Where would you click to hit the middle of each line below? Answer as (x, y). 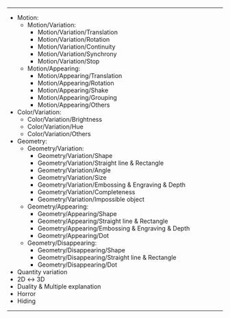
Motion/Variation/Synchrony (77, 54)
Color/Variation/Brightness (65, 119)
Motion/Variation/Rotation (74, 39)
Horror (26, 294)
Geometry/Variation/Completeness (86, 192)
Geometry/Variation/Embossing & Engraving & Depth (112, 185)
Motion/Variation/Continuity (76, 47)
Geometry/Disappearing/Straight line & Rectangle (107, 257)
